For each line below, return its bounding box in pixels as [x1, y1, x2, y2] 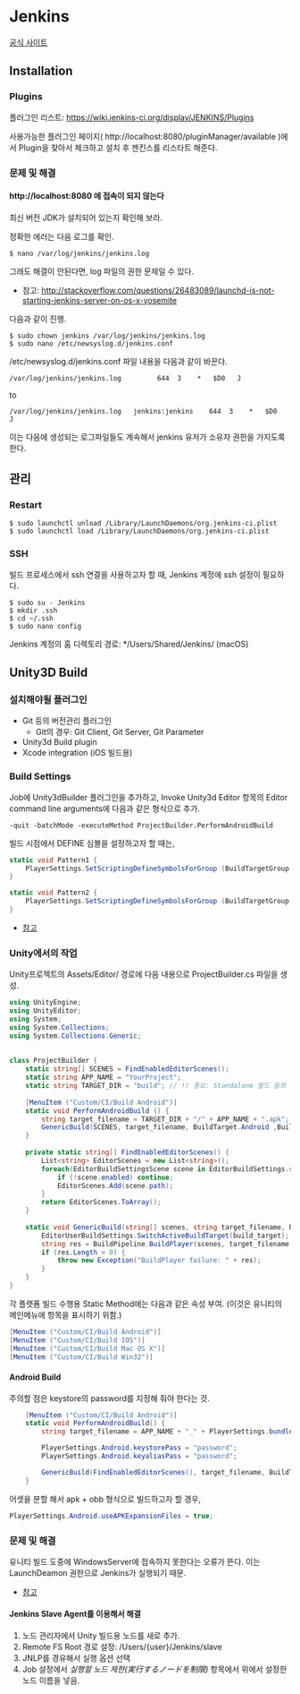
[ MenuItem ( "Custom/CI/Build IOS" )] [9, 1336, 146, 1345]
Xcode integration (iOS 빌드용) [21, 748, 133, 758]
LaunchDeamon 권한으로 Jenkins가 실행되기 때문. [9, 1567, 187, 1578]
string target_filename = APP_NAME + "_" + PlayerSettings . [41, 1427, 270, 1436]
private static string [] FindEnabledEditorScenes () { [25, 1148, 229, 1157]
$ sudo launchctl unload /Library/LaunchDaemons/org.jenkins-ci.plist [9, 519, 278, 528]
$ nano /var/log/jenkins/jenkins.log [9, 249, 150, 258]
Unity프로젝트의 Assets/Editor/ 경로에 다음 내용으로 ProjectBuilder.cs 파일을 [9, 969, 279, 980]
